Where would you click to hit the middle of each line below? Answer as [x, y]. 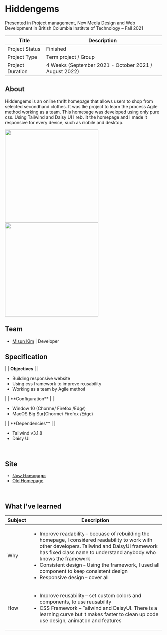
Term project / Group [71, 57]
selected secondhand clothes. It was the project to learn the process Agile [81, 106]
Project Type [22, 57]
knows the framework [65, 558]
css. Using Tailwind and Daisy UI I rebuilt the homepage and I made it [76, 117]
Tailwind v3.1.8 [27, 433]
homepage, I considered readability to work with [96, 540]
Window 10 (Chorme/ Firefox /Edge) [49, 408]
